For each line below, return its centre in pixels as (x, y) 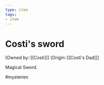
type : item (17, 10)
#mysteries (17, 77)
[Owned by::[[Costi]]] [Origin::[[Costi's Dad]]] (52, 57)
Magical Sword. (21, 67)
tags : (11, 14)
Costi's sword (35, 44)
